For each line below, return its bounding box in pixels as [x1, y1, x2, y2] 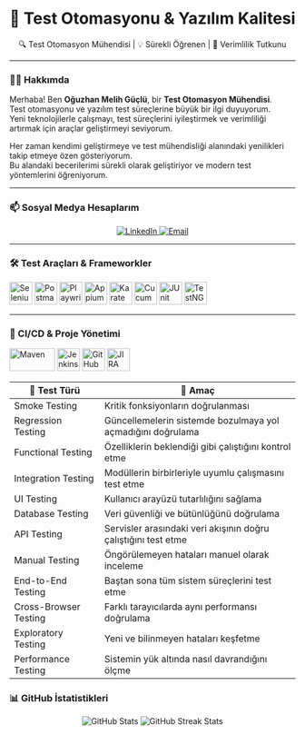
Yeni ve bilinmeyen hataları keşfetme [103, 632, 261, 645]
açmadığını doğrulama [103, 426, 200, 439]
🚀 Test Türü [29, 384, 81, 397]
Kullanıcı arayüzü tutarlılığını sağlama [103, 492, 262, 505]
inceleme [103, 560, 143, 572]
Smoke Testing [14, 400, 78, 412]
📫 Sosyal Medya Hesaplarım [9, 202, 140, 214]
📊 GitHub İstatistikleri [9, 692, 109, 705]
